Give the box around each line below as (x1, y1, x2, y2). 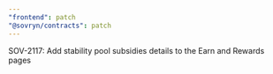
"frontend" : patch (8, 12, 76, 22)
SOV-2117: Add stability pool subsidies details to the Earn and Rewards (8, 45, 265, 55)
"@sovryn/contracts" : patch (8, 21, 112, 30)
